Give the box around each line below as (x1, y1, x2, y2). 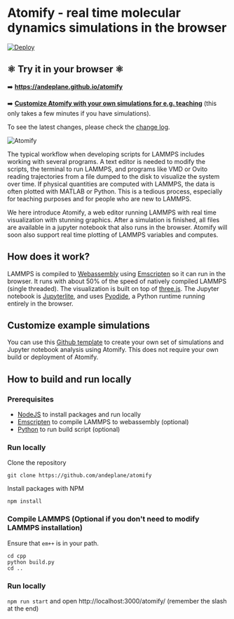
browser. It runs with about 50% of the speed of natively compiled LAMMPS (7, 277, 227, 285)
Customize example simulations (7, 319, 151, 331)
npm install (7, 498, 42, 505)
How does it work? (7, 251, 90, 263)
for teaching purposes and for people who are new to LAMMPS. (7, 194, 192, 203)
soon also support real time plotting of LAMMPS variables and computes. (7, 230, 219, 239)
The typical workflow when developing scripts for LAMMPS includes (7, 149, 205, 158)
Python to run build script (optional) (17, 426, 121, 434)
